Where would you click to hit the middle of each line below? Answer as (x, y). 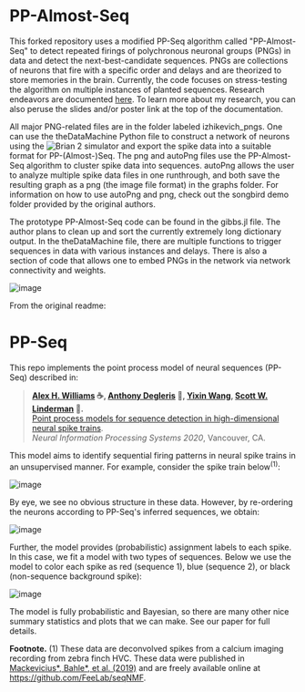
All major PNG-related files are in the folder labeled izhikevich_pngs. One (146, 126)
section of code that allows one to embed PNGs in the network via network (150, 260)
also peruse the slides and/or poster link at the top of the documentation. (147, 108)
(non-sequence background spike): (76, 576)
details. (23, 631)
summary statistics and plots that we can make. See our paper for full (140, 621)
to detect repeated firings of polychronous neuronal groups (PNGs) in (161, 50)
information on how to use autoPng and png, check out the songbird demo (149, 194)
